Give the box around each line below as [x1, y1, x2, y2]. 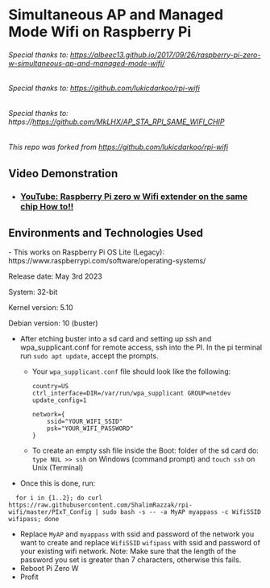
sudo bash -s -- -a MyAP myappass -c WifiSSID [102, 507, 262, 516]
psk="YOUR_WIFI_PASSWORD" [47, 424, 135, 433]
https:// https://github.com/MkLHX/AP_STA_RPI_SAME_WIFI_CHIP [8, 117, 225, 126]
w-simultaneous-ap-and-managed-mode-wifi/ [8, 58, 165, 68]
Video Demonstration [8, 167, 118, 180]
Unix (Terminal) [31, 462, 84, 472]
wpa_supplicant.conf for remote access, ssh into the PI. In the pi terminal [19, 342, 263, 352]
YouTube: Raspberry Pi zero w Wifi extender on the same [19, 191, 248, 202]
